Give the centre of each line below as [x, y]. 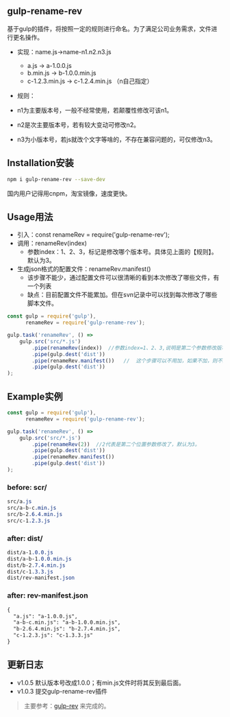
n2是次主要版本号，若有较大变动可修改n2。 [78, 125]
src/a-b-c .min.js [32, 508]
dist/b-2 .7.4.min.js [37, 565]
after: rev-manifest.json [48, 596]
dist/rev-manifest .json [41, 578]
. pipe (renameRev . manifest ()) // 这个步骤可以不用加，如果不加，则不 [127, 361]
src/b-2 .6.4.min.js [35, 514]
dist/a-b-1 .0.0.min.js [39, 559]
